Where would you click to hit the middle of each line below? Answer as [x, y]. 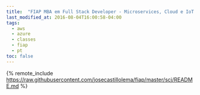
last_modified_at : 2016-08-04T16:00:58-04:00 [64, 17]
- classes [24, 39]
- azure [21, 34]
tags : [13, 23]
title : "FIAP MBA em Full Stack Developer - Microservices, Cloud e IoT [100, 12]
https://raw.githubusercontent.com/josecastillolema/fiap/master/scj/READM [99, 79]
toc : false [20, 56]
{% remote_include [30, 73]
